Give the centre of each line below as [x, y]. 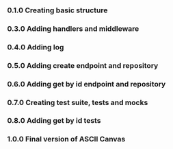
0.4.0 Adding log [36, 47]
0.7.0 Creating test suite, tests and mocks [78, 102]
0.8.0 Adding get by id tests [54, 121]
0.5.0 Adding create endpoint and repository [83, 65]
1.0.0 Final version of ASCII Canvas [66, 139]
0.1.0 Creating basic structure [57, 10]
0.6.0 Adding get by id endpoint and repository [86, 84]
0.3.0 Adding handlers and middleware [73, 28]
